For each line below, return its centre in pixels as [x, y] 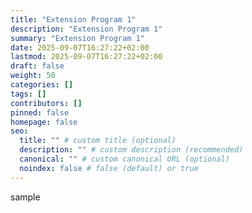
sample [25, 197]
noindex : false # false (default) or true [109, 168]
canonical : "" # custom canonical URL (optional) [124, 159]
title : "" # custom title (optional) [98, 141]
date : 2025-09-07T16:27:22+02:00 [80, 47]
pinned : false [40, 112]
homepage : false [44, 122]
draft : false [37, 66]
